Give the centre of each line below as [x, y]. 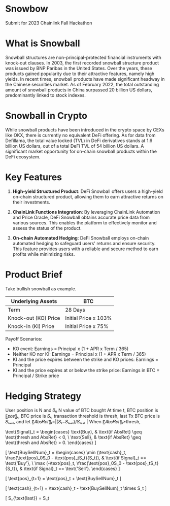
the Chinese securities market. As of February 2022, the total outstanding [82, 84]
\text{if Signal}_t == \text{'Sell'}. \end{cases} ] [72, 468]
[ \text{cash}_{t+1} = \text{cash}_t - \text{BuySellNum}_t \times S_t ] [76, 488]
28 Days [75, 310]
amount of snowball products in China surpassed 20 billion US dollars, [79, 90]
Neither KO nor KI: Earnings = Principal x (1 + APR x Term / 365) [79, 354]
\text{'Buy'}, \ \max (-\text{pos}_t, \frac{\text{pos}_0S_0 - [65, 463]
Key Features [34, 177]
